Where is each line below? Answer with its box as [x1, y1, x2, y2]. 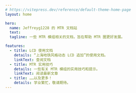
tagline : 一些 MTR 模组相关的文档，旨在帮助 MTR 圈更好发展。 [9, 35, 125, 40]
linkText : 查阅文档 [14, 57, 51, 62]
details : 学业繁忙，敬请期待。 [14, 80, 71, 86]
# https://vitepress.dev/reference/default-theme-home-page [5, 7, 132, 12]
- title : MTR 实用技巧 [9, 62, 53, 67]
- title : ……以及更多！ [9, 76, 53, 81]
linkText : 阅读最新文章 [14, 71, 58, 76]
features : [5, 44, 26, 48]
